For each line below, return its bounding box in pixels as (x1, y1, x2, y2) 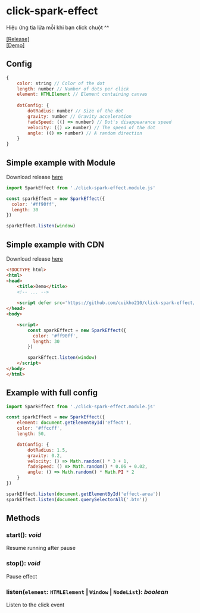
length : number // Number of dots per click (17, 86, 129, 92)
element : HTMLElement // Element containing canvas (17, 91, 148, 98)
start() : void (6, 531, 42, 539)
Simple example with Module (6, 158, 116, 168)
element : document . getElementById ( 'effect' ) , (17, 420, 132, 426)
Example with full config (6, 388, 98, 398)
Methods (6, 513, 40, 523)
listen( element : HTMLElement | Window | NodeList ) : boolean (6, 587, 168, 596)
